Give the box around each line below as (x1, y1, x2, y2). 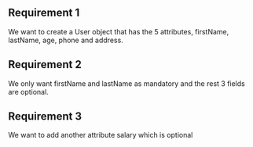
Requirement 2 (8, 58, 82, 71)
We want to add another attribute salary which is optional (8, 131, 193, 140)
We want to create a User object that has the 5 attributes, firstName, (8, 27, 229, 36)
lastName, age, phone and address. (8, 35, 123, 45)
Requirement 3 (8, 109, 82, 124)
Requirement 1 (8, 6, 80, 20)
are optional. (8, 87, 49, 96)
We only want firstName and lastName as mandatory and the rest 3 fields (8, 78, 245, 88)
